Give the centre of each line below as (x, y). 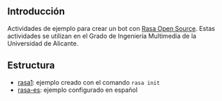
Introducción (36, 12)
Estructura (31, 66)
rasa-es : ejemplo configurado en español (78, 90)
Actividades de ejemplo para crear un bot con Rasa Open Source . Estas (111, 28)
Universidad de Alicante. (43, 43)
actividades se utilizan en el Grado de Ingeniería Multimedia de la (102, 36)
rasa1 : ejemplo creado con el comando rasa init (88, 82)
